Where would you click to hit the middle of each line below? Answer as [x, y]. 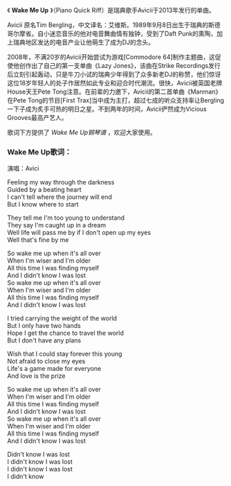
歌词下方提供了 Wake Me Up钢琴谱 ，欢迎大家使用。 [82, 132]
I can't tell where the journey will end [60, 197]
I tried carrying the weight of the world [62, 318]
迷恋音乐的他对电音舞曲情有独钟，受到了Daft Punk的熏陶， [133, 34]
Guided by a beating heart [44, 190]
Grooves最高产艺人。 [37, 118]
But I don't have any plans [44, 340]
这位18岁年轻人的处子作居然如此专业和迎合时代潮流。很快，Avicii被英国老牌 [115, 83]
